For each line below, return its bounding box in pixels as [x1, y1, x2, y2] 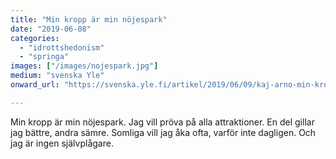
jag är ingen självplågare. [10, 137, 114, 149]
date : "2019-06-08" [10, 24, 92, 34]
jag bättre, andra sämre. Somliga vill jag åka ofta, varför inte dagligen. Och [10, 126, 317, 138]
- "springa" [19, 52, 70, 62]
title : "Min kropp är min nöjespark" [10, 14, 168, 25]
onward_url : [10, 80, 60, 90]
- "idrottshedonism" [19, 42, 105, 53]
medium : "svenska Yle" [10, 71, 105, 81]
